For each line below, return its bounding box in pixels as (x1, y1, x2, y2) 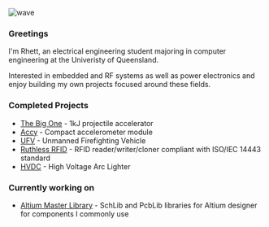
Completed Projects (8, 100, 89, 111)
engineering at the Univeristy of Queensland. (8, 55, 159, 65)
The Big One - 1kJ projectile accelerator (20, 118, 154, 128)
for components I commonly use (20, 208, 129, 219)
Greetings (8, 28, 49, 39)
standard (20, 153, 51, 163)
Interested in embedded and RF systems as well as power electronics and (8, 71, 255, 81)
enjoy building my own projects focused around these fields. (8, 80, 211, 89)
